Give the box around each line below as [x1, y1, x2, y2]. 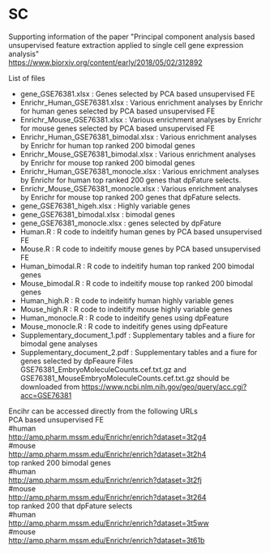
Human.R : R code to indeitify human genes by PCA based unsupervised [19, 226, 262, 236]
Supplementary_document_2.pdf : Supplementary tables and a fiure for [19, 347, 258, 357]
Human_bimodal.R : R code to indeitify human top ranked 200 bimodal [19, 261, 255, 271]
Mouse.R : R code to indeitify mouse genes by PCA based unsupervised [19, 244, 261, 254]
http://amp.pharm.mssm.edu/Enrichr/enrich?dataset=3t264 [8, 492, 207, 502]
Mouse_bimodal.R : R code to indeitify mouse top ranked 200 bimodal [19, 278, 254, 288]
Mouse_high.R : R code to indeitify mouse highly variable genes [19, 304, 233, 314]
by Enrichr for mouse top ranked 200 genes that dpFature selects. [19, 192, 242, 202]
